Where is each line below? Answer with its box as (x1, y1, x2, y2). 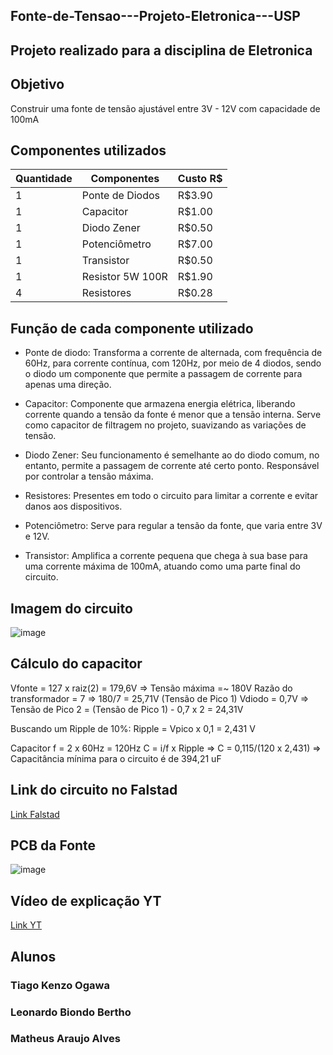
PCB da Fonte (10, 837, 97, 854)
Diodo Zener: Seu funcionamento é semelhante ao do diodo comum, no (24, 449, 320, 461)
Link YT (10, 919, 43, 931)
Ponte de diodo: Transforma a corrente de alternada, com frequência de (24, 347, 323, 359)
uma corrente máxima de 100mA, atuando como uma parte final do (24, 560, 301, 573)
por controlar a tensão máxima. (24, 470, 154, 483)
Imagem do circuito (10, 600, 133, 617)
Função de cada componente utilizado (10, 320, 254, 337)
